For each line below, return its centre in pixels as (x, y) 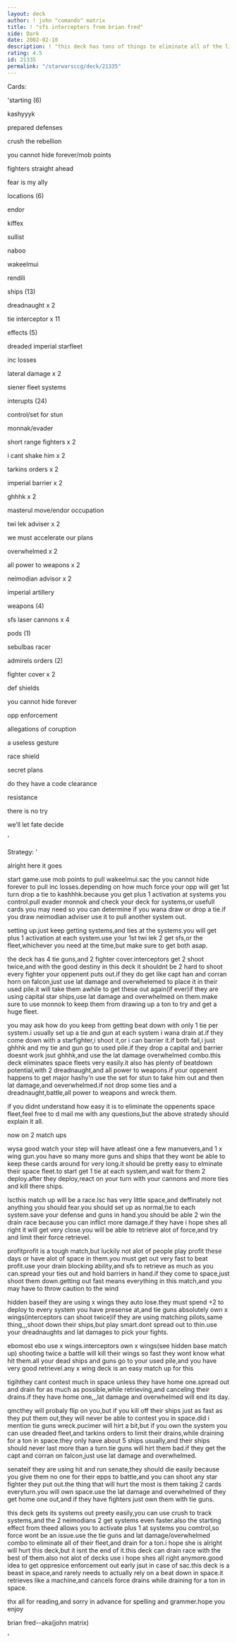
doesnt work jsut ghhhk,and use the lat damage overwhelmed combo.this (114, 1055)
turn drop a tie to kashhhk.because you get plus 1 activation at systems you (117, 894)
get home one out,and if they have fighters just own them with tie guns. (111, 1499)
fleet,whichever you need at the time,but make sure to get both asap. (108, 945)
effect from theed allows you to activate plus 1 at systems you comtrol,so (113, 1527)
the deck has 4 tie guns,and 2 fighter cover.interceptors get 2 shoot (106, 959)
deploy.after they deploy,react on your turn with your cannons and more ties (118, 1178)
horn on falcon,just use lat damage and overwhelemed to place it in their (113, 981)
